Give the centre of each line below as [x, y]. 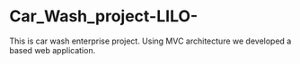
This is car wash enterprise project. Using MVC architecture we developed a [150, 41]
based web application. [53, 50]
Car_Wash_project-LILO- [104, 16]
